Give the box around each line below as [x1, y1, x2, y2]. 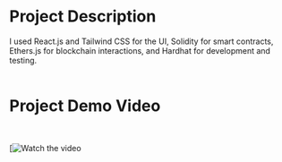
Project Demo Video [9, 96, 161, 116]
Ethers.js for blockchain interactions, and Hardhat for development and [9, 45, 271, 55]
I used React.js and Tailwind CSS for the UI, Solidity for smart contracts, [9, 36, 274, 47]
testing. [9, 55, 38, 65]
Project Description [9, 6, 157, 27]
